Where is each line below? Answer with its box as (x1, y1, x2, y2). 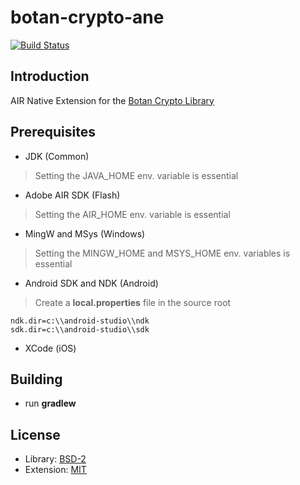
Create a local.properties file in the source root (34, 296, 232, 308)
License (10, 426, 61, 443)
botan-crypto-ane (10, 6, 165, 29)
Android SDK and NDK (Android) (24, 277, 159, 289)
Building (10, 371, 63, 388)
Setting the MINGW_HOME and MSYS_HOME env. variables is (34, 247, 291, 259)
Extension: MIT (24, 464, 87, 476)
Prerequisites (10, 124, 96, 141)
